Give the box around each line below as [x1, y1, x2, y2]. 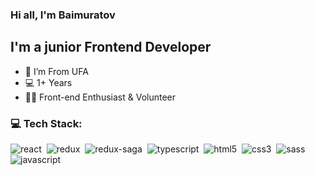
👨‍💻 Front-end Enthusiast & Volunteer [24, 91, 177, 103]
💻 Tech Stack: [10, 116, 83, 130]
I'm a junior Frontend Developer [10, 39, 212, 56]
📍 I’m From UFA [24, 65, 89, 77]
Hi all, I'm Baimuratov [10, 8, 116, 22]
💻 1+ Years [24, 76, 73, 88]
